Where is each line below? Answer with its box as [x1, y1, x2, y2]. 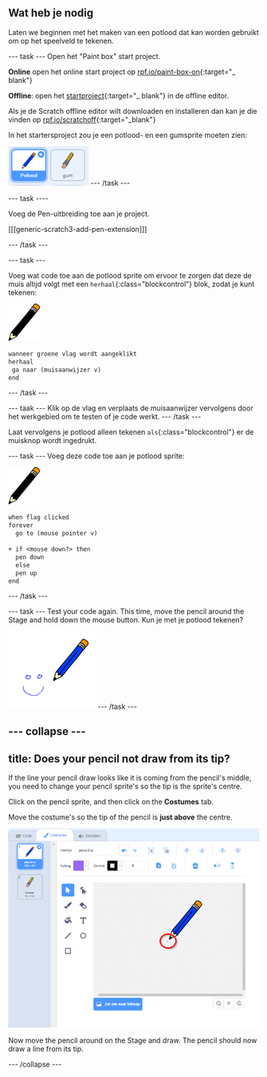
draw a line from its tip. [8, 1044, 84, 1054]
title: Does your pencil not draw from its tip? [8, 752, 230, 765]
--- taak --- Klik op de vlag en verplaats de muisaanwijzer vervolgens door [8, 403, 253, 413]
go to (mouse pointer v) [15, 529, 98, 537]
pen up [15, 569, 37, 577]
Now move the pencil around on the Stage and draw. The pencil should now [8, 1036, 257, 1045]
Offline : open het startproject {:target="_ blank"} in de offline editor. [8, 91, 230, 100]
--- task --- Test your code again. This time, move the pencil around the [8, 606, 245, 616]
